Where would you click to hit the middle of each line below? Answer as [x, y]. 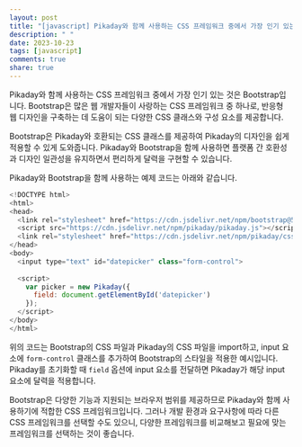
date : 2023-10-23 [42, 43]
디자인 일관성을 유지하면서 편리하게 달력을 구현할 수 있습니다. [125, 158]
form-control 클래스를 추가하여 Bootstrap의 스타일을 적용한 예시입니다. [152, 358]
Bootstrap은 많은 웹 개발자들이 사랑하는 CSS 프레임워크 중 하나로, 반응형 [156, 105]
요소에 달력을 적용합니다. [53, 380]
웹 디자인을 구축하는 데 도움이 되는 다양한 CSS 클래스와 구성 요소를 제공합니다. [147, 117]
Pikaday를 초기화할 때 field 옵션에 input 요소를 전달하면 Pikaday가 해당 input [147, 369]
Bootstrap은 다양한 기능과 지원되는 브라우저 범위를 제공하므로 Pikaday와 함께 [145, 399]
